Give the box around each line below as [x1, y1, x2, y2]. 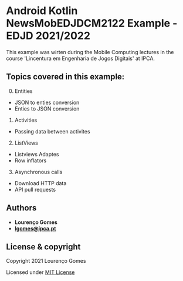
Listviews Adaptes [14, 150, 59, 158]
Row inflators [14, 157, 47, 164]
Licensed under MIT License [6, 269, 75, 276]
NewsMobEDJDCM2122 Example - [6, 16, 178, 30]
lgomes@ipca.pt [14, 225, 56, 232]
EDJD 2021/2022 [6, 29, 91, 42]
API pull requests [14, 186, 56, 193]
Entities [14, 87, 33, 95]
